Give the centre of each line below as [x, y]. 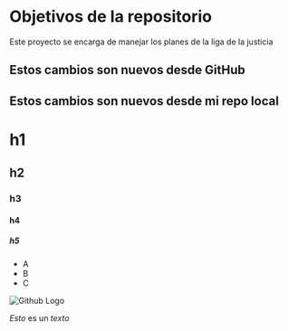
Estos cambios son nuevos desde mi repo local [144, 101]
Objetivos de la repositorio [111, 17]
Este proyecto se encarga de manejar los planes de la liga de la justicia [141, 42]
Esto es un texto [39, 317]
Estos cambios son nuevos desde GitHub [128, 70]
